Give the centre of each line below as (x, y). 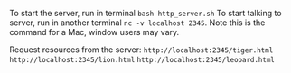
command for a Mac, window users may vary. (94, 32)
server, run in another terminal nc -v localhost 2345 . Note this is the (137, 23)
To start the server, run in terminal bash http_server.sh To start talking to (145, 13)
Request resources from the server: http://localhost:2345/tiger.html (141, 50)
